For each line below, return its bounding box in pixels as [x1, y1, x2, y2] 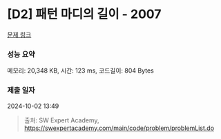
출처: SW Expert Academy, [23, 115, 99, 124]
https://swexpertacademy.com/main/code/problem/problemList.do [23, 124, 215, 132]
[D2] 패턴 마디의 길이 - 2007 [7, 6, 162, 22]
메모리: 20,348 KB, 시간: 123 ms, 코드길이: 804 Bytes [7, 66, 154, 75]
